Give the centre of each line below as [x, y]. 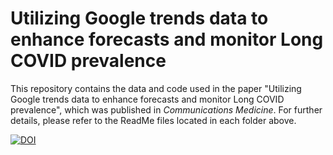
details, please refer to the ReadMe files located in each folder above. [153, 120]
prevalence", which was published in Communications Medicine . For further [166, 109]
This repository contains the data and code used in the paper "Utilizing [156, 88]
